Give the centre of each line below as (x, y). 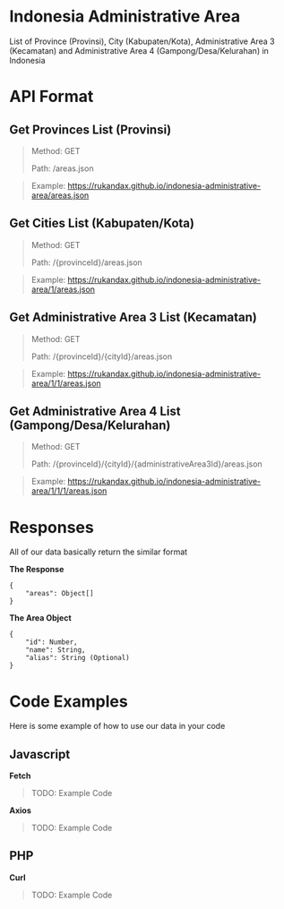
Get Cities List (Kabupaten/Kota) (102, 223)
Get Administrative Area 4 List (95, 411)
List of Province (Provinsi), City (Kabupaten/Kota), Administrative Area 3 (142, 41)
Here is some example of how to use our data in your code (117, 726)
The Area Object (40, 618)
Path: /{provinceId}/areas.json (87, 262)
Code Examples (69, 701)
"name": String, (56, 650)
